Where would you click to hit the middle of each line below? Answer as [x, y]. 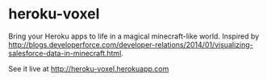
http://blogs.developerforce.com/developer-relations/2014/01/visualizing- [131, 44]
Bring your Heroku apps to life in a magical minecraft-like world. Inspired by [134, 36]
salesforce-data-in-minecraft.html [65, 53]
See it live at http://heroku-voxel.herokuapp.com [89, 68]
